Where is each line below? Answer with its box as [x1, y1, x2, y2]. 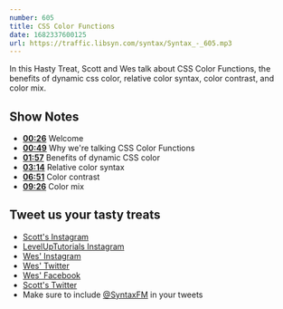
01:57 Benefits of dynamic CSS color [22, 152, 161, 163]
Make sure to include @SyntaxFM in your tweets [22, 289, 203, 300]
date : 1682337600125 [9, 30, 88, 39]
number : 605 [9, 13, 54, 23]
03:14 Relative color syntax [22, 162, 125, 173]
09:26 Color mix [22, 181, 84, 192]
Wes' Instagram [22, 250, 81, 261]
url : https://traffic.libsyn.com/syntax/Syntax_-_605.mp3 [9, 38, 232, 48]
